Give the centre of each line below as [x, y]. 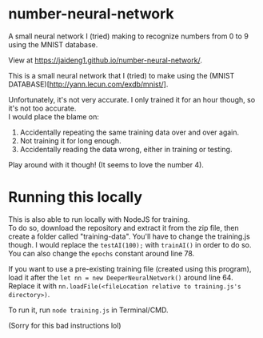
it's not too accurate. [42, 108]
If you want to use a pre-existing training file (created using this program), [130, 268]
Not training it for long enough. [70, 140]
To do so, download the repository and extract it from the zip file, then [124, 227]
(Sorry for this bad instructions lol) [65, 325]
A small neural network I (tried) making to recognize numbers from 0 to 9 [129, 36]
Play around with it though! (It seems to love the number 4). [106, 164]
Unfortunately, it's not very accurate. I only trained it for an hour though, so [132, 99]
